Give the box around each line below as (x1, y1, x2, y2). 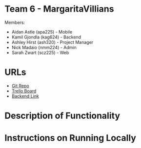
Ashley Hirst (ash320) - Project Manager (11, 39, 94, 45)
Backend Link (11, 93, 40, 99)
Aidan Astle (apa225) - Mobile (11, 29, 73, 35)
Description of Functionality (4, 111, 121, 121)
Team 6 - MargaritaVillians (4, 3, 114, 15)
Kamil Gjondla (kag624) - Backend (11, 34, 81, 40)
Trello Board (11, 88, 37, 93)
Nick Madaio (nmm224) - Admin (11, 44, 77, 50)
